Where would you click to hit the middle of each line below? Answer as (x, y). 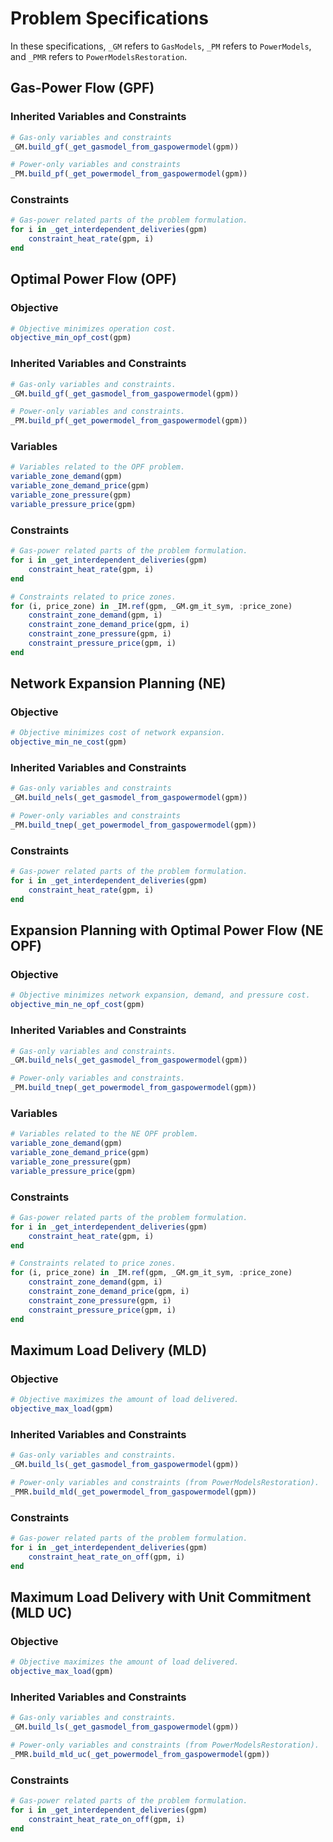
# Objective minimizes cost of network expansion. (118, 733)
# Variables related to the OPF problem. (98, 467)
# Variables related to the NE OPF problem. (104, 1134)
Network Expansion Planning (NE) (118, 683)
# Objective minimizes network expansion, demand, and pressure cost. (160, 995)
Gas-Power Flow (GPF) (82, 88)
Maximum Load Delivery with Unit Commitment (161, 1597)
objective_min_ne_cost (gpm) (69, 742)
